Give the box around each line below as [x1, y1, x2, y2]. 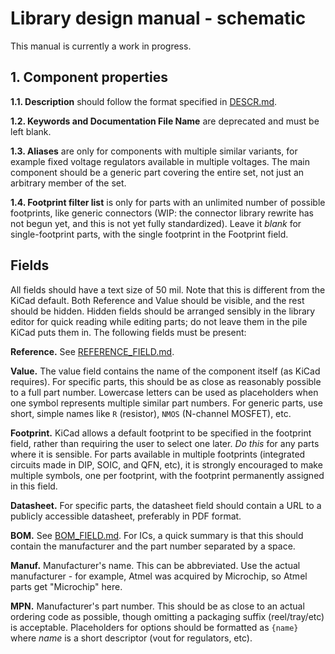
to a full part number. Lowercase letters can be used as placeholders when [10, 386, 319, 398]
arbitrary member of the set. [10, 177, 127, 189]
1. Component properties [10, 69, 168, 86]
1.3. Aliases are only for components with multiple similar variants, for [10, 145, 298, 157]
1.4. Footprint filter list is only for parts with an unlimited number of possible [10, 196, 326, 208]
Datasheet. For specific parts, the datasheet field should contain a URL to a [10, 499, 322, 511]
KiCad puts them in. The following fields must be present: [10, 326, 247, 338]
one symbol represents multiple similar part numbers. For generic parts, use [10, 397, 323, 409]
